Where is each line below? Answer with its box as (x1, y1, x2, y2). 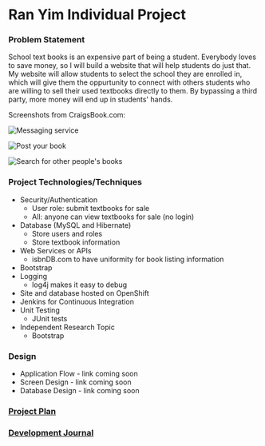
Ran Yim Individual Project (8, 6, 186, 24)
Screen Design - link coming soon (19, 377, 132, 387)
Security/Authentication (19, 194, 98, 205)
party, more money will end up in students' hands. (8, 94, 173, 105)
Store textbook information (31, 237, 121, 247)
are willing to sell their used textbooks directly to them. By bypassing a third (8, 86, 258, 96)
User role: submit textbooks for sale (31, 203, 150, 213)
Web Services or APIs (19, 245, 92, 255)
